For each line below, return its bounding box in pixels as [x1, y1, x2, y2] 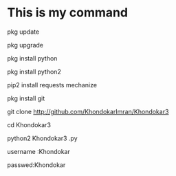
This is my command [7, 5, 129, 21]
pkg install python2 [7, 67, 62, 76]
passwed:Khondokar [7, 160, 66, 169]
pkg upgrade [7, 41, 43, 49]
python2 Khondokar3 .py [7, 134, 78, 142]
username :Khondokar [7, 147, 70, 155]
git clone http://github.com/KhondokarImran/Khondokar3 [7, 107, 169, 115]
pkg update [7, 27, 40, 36]
